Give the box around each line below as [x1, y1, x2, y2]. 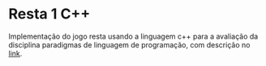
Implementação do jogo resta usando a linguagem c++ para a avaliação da [8, 31, 259, 41]
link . [8, 48, 23, 58]
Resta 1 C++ [8, 5, 91, 23]
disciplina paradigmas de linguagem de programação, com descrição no [8, 39, 251, 49]
